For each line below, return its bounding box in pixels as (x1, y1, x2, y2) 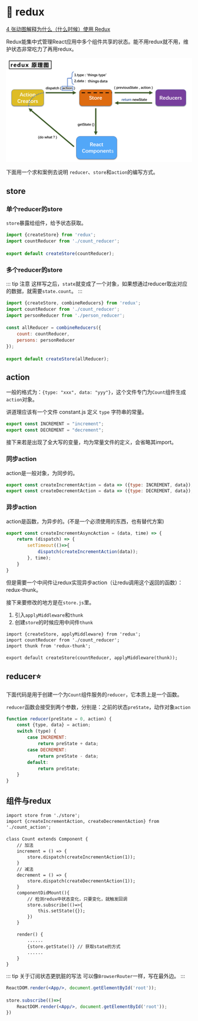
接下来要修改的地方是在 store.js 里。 (6, 598, 95, 606)
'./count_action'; (6, 824, 51, 830)
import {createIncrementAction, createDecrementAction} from (6, 818, 160, 824)
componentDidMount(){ (16, 890, 70, 895)
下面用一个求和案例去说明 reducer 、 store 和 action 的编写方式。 (6, 169, 159, 176)
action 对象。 (6, 396, 38, 403)
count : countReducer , (16, 331, 70, 337)
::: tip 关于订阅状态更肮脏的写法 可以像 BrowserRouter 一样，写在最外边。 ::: (6, 972, 186, 979)
